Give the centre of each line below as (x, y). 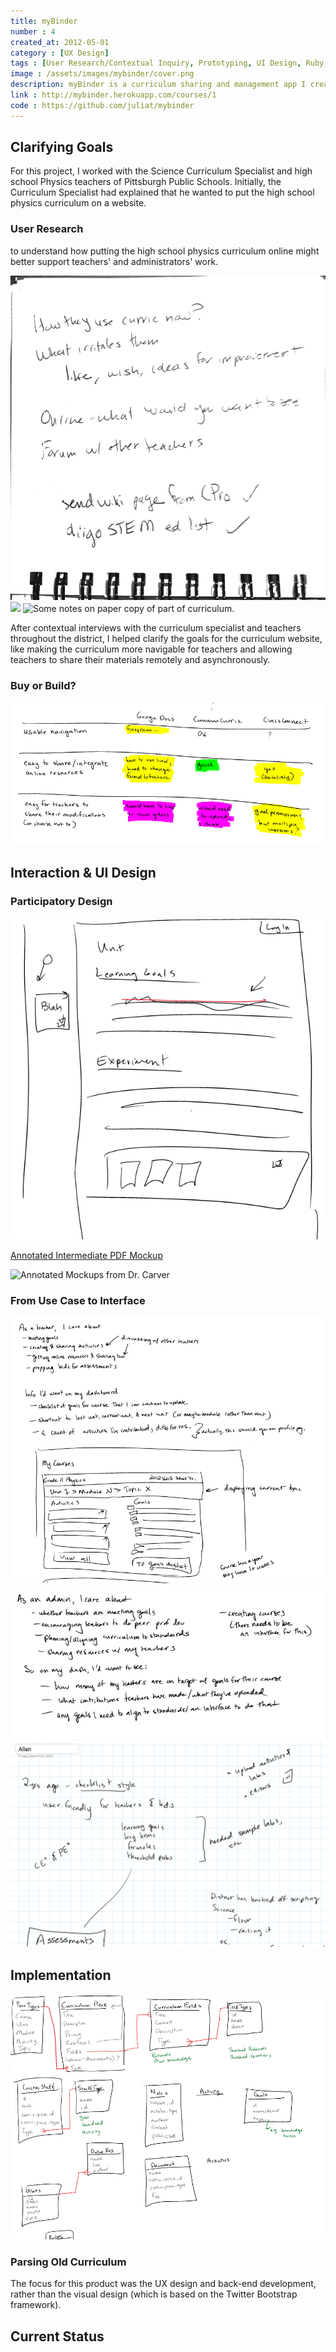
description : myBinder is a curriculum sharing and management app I (158, 85)
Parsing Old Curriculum (68, 2262)
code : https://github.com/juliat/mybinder (102, 105)
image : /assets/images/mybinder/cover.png (102, 74)
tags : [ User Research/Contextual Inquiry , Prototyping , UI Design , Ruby (167, 63)
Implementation (61, 1975)
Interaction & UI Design (83, 873)
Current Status (57, 2336)
